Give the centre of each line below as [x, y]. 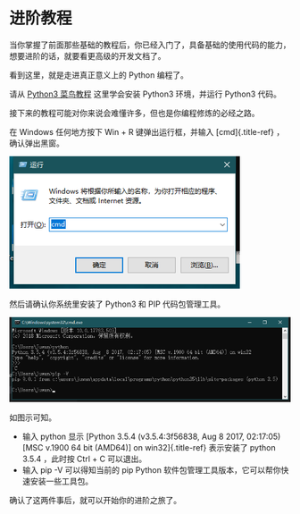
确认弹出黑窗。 [37, 143]
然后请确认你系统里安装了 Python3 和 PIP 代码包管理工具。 [117, 304]
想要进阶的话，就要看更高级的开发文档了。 [87, 55]
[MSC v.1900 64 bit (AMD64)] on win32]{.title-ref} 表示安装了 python [149, 447]
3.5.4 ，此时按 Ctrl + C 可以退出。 [84, 459]
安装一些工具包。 [62, 481]
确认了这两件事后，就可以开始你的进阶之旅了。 [95, 500]
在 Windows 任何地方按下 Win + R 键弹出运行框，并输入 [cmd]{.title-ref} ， [147, 131]
